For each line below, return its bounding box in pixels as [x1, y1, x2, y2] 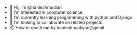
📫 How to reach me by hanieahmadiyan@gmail [9, 25, 105, 30]
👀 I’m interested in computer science [9, 9, 83, 15]
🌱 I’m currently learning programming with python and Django [9, 15, 133, 20]
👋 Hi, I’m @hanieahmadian [9, 5, 62, 10]
